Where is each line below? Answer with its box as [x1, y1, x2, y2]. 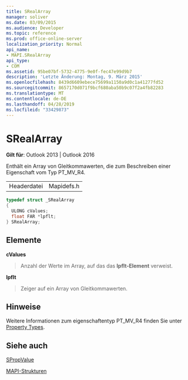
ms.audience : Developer [6, 25, 64, 31]
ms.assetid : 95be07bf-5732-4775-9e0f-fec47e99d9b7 [6, 69, 132, 74]
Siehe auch [6, 341, 48, 351]
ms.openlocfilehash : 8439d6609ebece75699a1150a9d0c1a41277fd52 [6, 80, 164, 86]
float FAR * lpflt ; [11, 213, 57, 219]
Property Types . [6, 324, 45, 331]
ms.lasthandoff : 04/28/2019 [6, 101, 75, 107]
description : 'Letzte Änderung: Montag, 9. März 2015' [6, 74, 143, 80]
